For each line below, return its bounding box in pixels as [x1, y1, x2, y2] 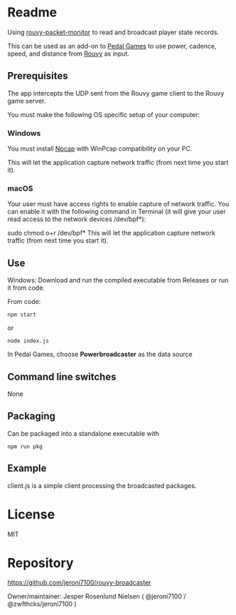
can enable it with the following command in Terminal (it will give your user [7, 208, 226, 216]
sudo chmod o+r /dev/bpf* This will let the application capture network [7, 229, 215, 238]
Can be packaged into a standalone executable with [7, 429, 160, 437]
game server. [7, 96, 46, 105]
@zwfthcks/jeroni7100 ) [7, 600, 77, 609]
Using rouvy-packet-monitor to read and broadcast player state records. [7, 28, 219, 36]
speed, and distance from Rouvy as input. [7, 49, 130, 58]
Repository [7, 554, 74, 571]
